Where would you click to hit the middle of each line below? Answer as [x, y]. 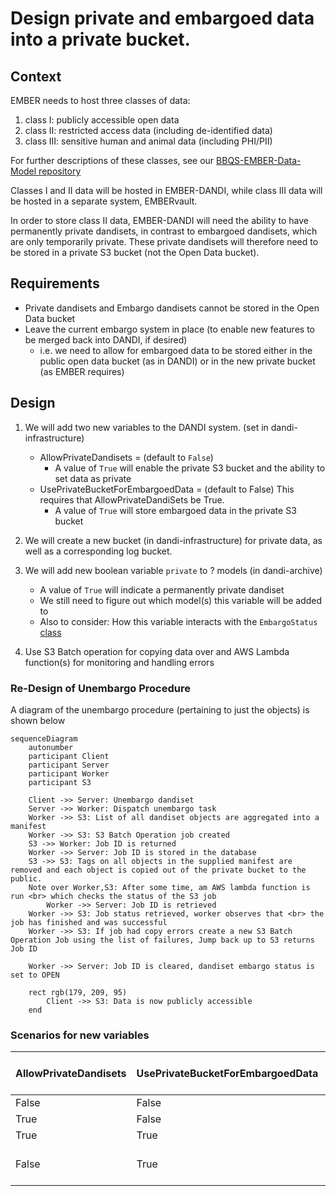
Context [36, 76]
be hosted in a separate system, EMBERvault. [104, 201]
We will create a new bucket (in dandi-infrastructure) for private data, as [173, 540]
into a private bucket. [100, 39]
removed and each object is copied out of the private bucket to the [158, 870]
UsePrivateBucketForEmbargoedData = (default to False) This [167, 489]
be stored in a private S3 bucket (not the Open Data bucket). [135, 252]
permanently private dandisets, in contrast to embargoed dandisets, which [164, 231]
